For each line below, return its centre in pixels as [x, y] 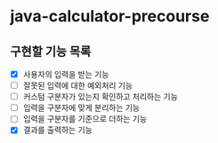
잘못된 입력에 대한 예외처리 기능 [77, 85]
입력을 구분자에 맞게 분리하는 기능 [81, 107]
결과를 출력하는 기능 [57, 130]
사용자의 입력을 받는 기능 [66, 74]
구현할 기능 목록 [51, 51]
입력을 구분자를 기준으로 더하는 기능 [85, 119]
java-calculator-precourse [110, 16]
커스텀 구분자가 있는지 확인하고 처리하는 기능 [101, 97]
